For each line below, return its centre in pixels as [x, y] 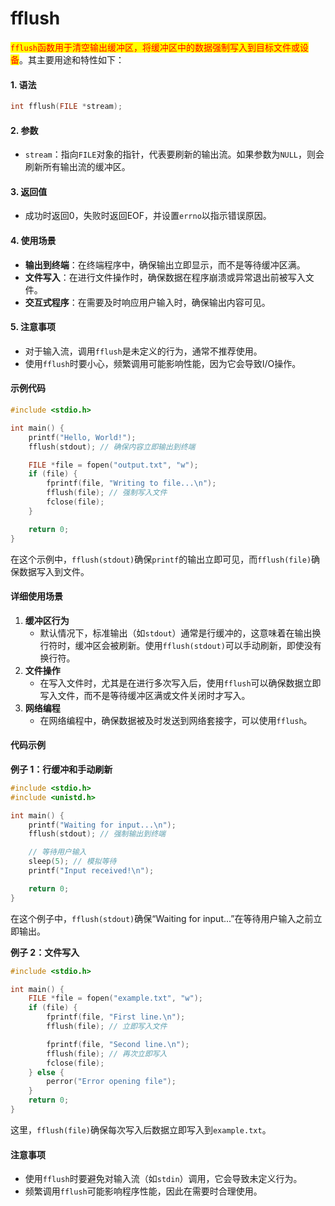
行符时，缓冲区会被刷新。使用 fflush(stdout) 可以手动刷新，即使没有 [180, 645]
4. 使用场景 [33, 241]
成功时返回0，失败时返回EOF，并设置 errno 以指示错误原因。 [148, 216]
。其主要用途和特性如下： [72, 59]
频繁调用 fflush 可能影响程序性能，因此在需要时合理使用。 [143, 1191]
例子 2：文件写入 [45, 952]
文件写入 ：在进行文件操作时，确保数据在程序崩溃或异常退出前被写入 [165, 277]
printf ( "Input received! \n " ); [91, 871]
